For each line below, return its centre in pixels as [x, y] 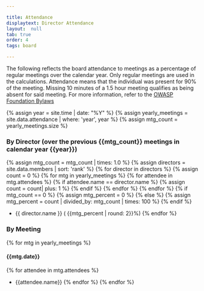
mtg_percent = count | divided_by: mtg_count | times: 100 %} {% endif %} [99, 202]
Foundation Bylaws [30, 101]
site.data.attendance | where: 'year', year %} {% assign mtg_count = [92, 119]
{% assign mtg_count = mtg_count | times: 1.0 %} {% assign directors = [96, 163]
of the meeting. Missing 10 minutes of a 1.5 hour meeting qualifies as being [100, 88]
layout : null [24, 29]
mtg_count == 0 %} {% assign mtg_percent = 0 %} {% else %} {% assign [98, 195]
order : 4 [17, 40]
